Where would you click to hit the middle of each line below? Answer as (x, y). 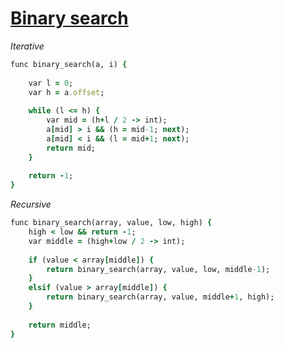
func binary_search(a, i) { (69, 64)
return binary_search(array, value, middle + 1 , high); (160, 297)
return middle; (60, 325)
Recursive (31, 204)
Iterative (27, 46)
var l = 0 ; (51, 83)
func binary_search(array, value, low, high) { (111, 223)
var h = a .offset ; (66, 92)
